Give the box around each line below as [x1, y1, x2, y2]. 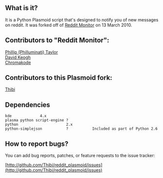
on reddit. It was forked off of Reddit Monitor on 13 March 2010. [5, 22, 132, 28]
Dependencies [5, 100, 50, 109]
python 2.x [5, 122, 73, 127]
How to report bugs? [5, 139, 69, 148]
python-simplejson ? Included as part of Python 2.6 [5, 126, 158, 131]
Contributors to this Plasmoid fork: [5, 74, 113, 82]
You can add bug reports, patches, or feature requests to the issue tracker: [5, 153, 155, 158]
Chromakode [5, 59, 31, 65]
